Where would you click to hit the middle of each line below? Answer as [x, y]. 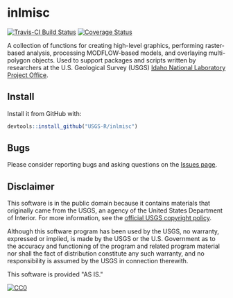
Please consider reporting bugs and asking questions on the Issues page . [112, 165]
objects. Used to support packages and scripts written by [114, 60]
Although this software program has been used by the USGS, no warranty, [113, 231]
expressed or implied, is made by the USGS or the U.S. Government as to [112, 239]
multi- [217, 53]
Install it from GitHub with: [44, 113]
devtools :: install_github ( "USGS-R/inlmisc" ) [72, 126]
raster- [215, 45]
